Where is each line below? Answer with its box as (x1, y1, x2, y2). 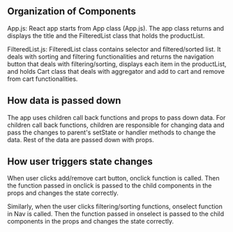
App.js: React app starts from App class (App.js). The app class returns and (7, 24, 225, 32)
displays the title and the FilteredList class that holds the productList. (7, 31, 205, 40)
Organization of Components (7, 6, 136, 17)
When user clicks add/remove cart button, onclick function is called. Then (7, 174, 220, 183)
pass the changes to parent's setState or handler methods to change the (7, 128, 216, 137)
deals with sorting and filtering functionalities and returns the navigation (7, 52, 214, 61)
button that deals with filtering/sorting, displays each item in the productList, (7, 59, 227, 68)
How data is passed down (7, 95, 121, 107)
